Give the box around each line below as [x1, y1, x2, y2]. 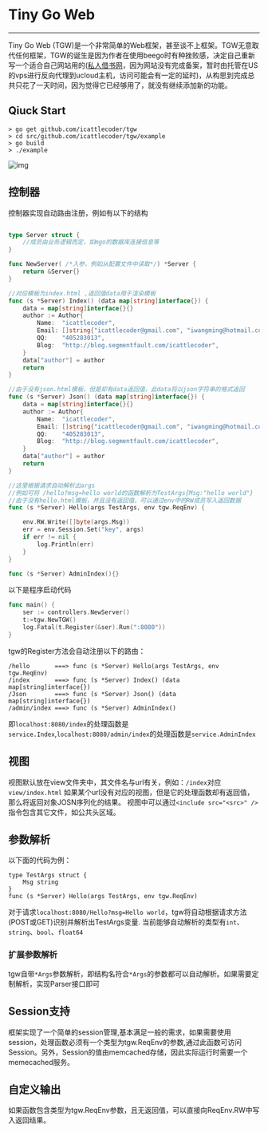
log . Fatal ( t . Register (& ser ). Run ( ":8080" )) [22, 623, 166, 631]
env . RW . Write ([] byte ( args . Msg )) [22, 518, 130, 526]
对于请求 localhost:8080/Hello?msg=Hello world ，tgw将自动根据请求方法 [8, 908, 247, 917]
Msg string [22, 878, 59, 887]
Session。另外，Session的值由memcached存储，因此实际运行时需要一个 [8, 1047, 248, 1057]
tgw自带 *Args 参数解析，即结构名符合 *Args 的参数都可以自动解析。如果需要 [8, 968, 253, 979]
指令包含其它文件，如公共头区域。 [8, 807, 120, 817]
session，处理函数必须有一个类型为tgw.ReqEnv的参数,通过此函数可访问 [8, 1037, 242, 1047]
